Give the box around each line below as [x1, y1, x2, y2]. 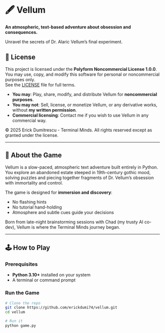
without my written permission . [12, 107, 77, 113]
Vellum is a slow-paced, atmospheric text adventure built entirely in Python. [5, 164, 158, 170]
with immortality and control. [5, 180, 63, 185]
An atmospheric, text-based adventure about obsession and [5, 24, 131, 30]
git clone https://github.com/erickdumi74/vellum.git [5, 305, 118, 310]
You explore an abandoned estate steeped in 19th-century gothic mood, [5, 169, 151, 175]
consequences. [5, 29, 38, 35]
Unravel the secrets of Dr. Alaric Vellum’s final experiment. [5, 38, 123, 45]
